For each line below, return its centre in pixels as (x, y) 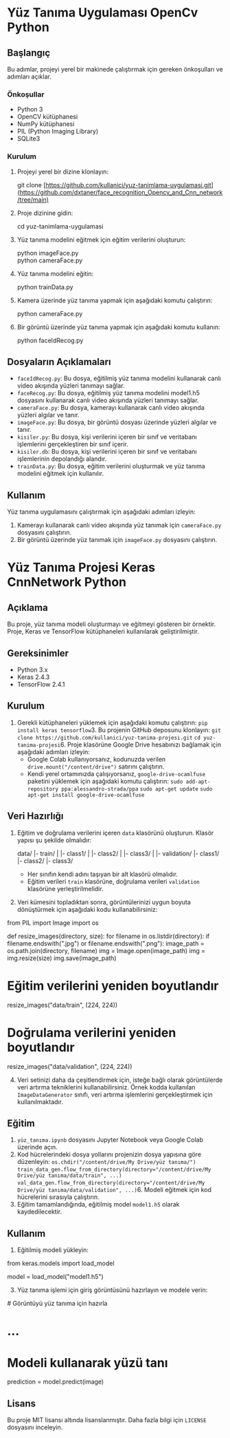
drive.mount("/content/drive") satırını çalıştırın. (96, 767)
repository (43, 789)
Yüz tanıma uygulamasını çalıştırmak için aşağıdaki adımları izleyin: (101, 512)
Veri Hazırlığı (35, 816)
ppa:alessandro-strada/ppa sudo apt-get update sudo (137, 789)
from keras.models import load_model (61, 1263)
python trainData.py (45, 286)
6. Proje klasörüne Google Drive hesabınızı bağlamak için (141, 744)
